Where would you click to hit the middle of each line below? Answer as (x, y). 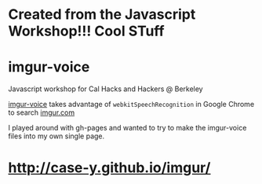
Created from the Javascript (102, 15)
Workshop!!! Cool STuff (86, 31)
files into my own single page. (56, 136)
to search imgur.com (42, 112)
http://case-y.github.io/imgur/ (109, 168)
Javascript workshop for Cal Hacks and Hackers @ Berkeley (106, 89)
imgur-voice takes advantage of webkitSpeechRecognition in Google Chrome (131, 105)
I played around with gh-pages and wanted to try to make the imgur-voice (127, 128)
